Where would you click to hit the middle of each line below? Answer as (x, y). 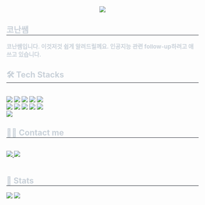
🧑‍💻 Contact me (35, 133)
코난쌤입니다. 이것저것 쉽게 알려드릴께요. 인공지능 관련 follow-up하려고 (97, 46)
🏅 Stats (20, 180)
